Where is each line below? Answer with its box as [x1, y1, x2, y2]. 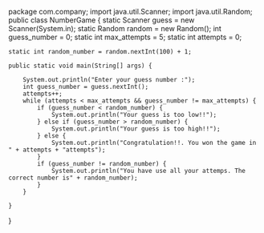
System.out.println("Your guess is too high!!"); [51, 125, 221, 133]
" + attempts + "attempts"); [8, 146, 106, 154]
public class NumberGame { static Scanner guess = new [8, 15, 195, 25]
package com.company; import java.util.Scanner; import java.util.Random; [8, 7, 253, 16]
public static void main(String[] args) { [8, 62, 152, 70]
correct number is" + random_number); [8, 174, 138, 182]
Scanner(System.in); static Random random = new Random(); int [8, 24, 222, 33]
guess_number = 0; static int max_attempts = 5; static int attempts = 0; [8, 32, 242, 42]
